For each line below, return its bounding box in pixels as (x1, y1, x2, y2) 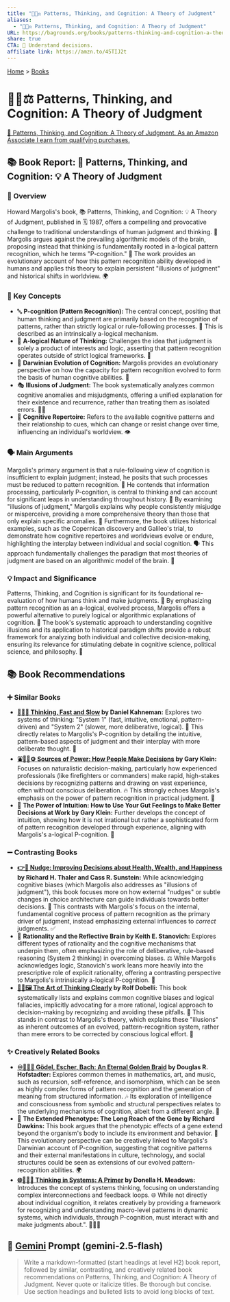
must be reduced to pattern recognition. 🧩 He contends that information (7, 481, 209, 489)
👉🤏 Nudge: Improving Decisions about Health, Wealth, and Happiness (16, 863, 222, 872)
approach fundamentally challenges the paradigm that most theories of (7, 549, 208, 558)
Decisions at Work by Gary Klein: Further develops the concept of (16, 808, 205, 817)
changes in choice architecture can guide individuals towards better (16, 895, 209, 904)
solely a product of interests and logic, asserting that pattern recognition (16, 344, 222, 352)
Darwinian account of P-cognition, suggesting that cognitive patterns (16, 1143, 212, 1152)
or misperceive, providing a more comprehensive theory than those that (7, 510, 210, 518)
